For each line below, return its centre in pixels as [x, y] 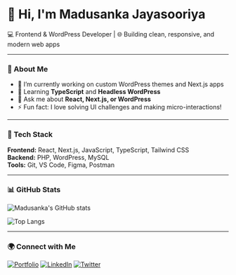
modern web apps [34, 44]
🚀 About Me [28, 69]
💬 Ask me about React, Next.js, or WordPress [84, 99]
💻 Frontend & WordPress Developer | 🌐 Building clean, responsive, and [111, 34]
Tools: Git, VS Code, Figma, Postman [61, 165]
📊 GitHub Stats [34, 190]
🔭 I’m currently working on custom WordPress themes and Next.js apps [120, 84]
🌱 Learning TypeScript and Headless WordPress [89, 92]
